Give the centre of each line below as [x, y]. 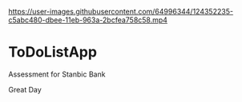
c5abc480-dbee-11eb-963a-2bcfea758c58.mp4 [88, 20]
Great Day [25, 89]
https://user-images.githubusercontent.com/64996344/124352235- [121, 12]
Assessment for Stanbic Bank [57, 74]
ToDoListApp [53, 52]
